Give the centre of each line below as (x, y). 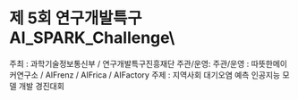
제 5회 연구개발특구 (76, 18)
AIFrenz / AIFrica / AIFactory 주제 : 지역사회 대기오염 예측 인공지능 (162, 75)
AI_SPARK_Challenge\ (92, 38)
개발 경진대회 (42, 86)
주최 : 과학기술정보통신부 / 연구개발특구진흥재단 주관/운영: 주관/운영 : (129, 63)
